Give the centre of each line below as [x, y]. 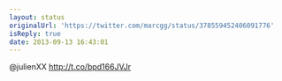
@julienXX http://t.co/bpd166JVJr [70, 67]
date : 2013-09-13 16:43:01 [59, 42]
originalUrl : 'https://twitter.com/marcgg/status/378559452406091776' [142, 26]
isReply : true [35, 33]
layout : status [37, 17]
